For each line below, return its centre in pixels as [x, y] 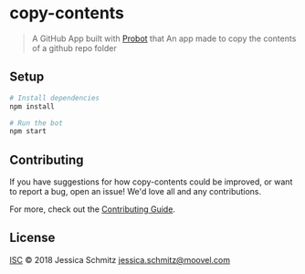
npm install [32, 106]
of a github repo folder [74, 47]
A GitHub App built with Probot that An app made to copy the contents [164, 38]
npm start [28, 132]
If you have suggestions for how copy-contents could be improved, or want [151, 182]
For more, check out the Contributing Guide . [93, 209]
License [32, 238]
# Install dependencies [55, 98]
